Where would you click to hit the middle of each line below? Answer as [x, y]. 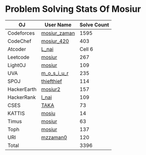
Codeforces [21, 33]
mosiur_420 [55, 41]
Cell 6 [86, 49]
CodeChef [19, 41]
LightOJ [17, 65]
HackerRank [22, 97]
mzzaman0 [54, 137]
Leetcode [18, 57]
